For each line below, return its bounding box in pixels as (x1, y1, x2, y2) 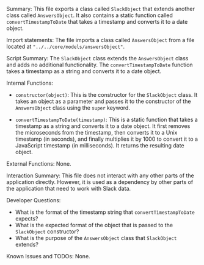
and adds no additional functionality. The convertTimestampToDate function (6, 61, 194, 68)
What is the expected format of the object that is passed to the (15, 222, 173, 228)
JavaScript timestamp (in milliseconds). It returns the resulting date (15, 142, 184, 149)
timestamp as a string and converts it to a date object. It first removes (15, 122, 191, 130)
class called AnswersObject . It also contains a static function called (6, 12, 173, 19)
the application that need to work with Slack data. (6, 185, 131, 192)
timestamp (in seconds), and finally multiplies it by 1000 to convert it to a (15, 135, 199, 143)
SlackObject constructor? (15, 228, 79, 235)
